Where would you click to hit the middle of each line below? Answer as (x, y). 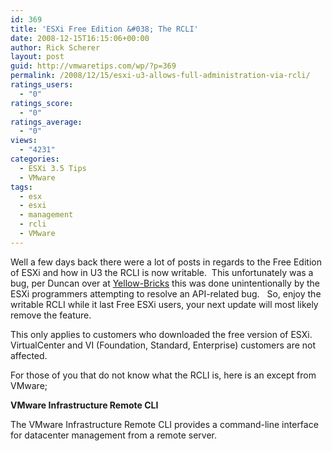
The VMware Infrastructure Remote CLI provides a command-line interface (164, 424)
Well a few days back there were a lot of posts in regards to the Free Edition (166, 262)
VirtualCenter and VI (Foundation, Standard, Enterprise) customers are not (163, 345)
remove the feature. (51, 315)
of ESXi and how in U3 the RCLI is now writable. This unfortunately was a (162, 272)
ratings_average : (46, 122)
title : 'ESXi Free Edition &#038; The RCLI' (104, 29)
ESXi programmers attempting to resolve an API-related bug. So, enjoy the (166, 293)
